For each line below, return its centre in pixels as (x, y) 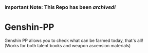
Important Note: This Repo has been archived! (60, 7)
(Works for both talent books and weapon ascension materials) (68, 45)
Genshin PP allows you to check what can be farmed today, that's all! (74, 40)
